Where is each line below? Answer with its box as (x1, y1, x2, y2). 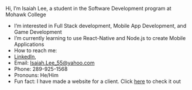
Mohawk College (5, 11, 46, 18)
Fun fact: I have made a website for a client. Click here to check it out (13, 78, 181, 85)
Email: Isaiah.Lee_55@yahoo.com (13, 59, 95, 66)
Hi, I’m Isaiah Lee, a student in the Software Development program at (5, 5, 172, 12)
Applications (13, 41, 44, 48)
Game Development (13, 28, 62, 35)
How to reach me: (13, 47, 57, 54)
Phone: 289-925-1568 (13, 66, 68, 72)
